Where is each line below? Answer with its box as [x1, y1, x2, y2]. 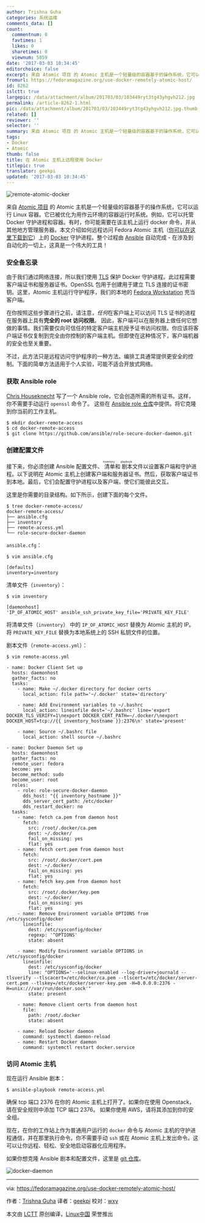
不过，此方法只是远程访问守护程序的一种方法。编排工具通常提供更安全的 [6, 353, 188, 360]
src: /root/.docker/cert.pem [28, 857, 103, 863]
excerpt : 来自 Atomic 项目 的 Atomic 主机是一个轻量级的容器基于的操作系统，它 [6, 72, 191, 78]
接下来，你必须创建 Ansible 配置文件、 [6, 462, 103, 470]
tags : [6, 134, 20, 141]
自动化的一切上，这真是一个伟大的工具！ [6, 242, 108, 248]
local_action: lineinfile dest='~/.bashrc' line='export [22, 707, 171, 713]
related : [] [6, 111, 37, 117]
